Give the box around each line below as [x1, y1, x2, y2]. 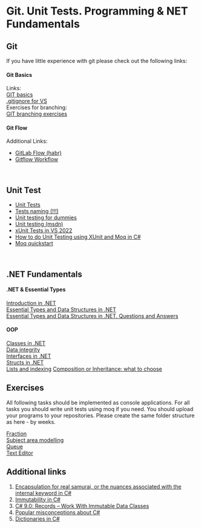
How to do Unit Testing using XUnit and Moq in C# [15, 233, 141, 240]
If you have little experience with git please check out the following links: [6, 58, 188, 64]
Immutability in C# [15, 495, 61, 503]
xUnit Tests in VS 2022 [15, 227, 73, 234]
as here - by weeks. [6, 418, 56, 425]
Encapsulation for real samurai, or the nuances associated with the [15, 483, 182, 490]
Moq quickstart [15, 240, 53, 247]
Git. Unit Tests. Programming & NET [6, 4, 189, 18]
